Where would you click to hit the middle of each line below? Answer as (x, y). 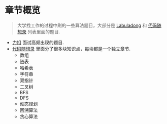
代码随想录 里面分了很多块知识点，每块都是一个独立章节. (71, 49)
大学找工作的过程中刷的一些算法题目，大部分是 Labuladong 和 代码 (87, 25)
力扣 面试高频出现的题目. (38, 42)
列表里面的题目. (44, 31)
